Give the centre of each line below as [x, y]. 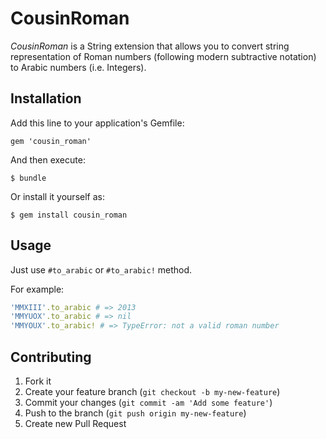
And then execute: [48, 159]
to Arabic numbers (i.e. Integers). [78, 67]
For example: [37, 289]
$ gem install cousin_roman [69, 215]
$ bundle [28, 178]
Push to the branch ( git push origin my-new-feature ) [135, 413]
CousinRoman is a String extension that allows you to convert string [150, 46]
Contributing [51, 357]
